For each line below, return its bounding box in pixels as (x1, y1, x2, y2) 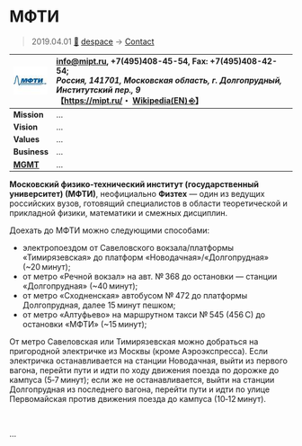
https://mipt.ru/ (64, 95, 123, 106)
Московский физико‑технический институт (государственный (9, 179, 259, 190)
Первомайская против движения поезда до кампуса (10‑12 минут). (9, 394, 267, 405)
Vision (13, 121, 39, 132)
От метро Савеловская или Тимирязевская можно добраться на (9, 336, 259, 347)
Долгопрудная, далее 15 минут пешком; (22, 299, 176, 311)
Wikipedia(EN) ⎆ (131, 95, 196, 106)
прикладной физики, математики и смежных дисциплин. (9, 208, 228, 219)
